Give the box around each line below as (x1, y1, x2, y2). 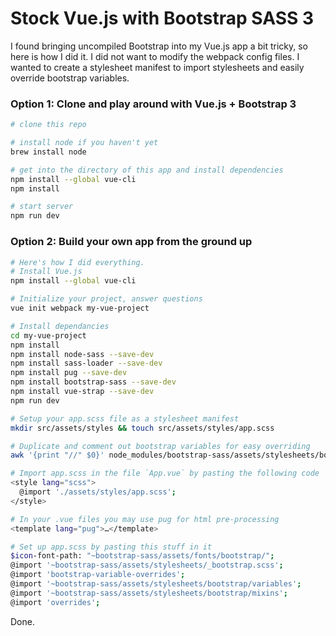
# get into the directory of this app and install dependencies (10, 165, 284, 175)
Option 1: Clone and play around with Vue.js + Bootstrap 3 (10, 97, 297, 111)
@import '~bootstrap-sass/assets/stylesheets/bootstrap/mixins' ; (10, 588, 288, 598)
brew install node (10, 147, 87, 157)
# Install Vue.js (10, 267, 83, 277)
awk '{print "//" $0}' (10, 450, 105, 461)
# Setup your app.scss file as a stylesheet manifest (10, 413, 240, 424)
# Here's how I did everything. (10, 257, 145, 267)
